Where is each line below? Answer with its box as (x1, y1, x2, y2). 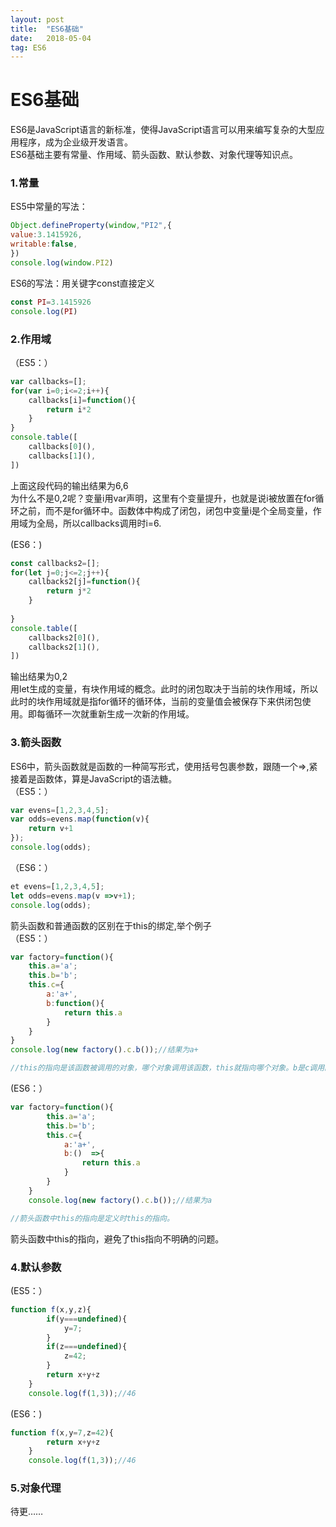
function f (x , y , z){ (10, 1304, 92, 1315)
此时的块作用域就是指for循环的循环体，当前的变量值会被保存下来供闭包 (10, 696, 303, 708)
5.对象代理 (10, 1481, 62, 1495)
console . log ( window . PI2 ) (10, 257, 114, 268)
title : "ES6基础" (10, 24, 84, 34)
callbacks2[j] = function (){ (28, 577, 141, 587)
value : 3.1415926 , (10, 230, 83, 240)
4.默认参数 (10, 1260, 62, 1274)
